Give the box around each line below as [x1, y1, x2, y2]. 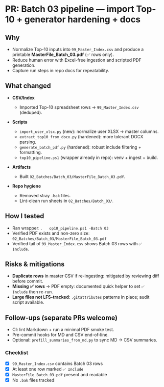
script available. [12, 299, 45, 305]
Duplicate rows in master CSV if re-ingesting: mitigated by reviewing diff [12, 273, 159, 279]
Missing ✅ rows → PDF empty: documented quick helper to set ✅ [12, 284, 145, 289]
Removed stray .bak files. [19, 192, 71, 198]
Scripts [12, 119, 28, 125]
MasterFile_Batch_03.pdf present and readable [12, 371, 107, 377]
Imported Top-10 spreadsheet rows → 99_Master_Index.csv [19, 104, 139, 110]
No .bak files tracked [12, 377, 55, 383]
